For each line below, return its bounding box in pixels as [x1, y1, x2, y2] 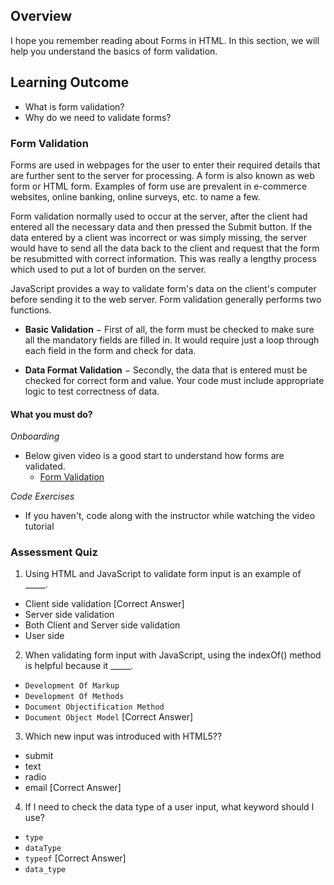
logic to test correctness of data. [24, 385, 160, 397]
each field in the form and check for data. [24, 344, 197, 356]
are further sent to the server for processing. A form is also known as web [10, 169, 315, 181]
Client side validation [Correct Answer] [24, 598, 185, 610]
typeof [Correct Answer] [24, 852, 127, 864]
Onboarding [10, 430, 60, 443]
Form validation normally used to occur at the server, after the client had [10, 210, 308, 222]
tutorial [24, 520, 55, 533]
